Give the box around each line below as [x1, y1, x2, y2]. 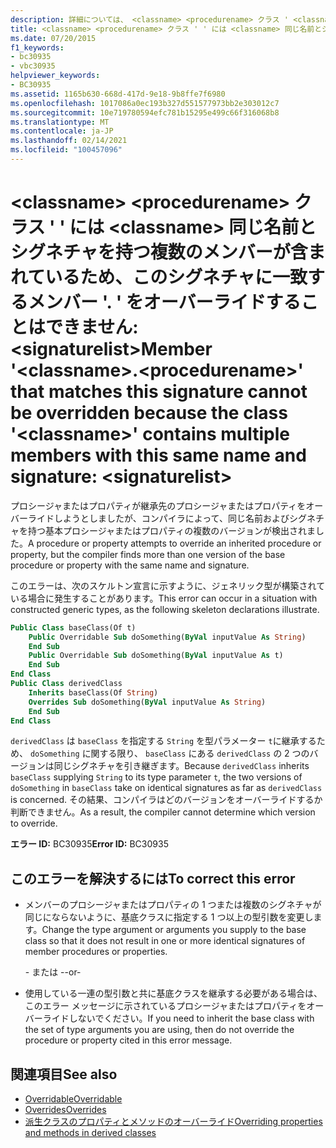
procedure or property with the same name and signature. [10, 559, 250, 571]
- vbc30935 [10, 61, 56, 71]
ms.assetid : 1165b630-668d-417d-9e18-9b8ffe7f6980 [10, 89, 226, 99]
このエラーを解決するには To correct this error [10, 870, 296, 887]
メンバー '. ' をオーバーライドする [28, 291, 302, 314]
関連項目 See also [10, 1066, 118, 1083]
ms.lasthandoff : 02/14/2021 [10, 136, 128, 146]
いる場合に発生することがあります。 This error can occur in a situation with [10, 592, 318, 604]
